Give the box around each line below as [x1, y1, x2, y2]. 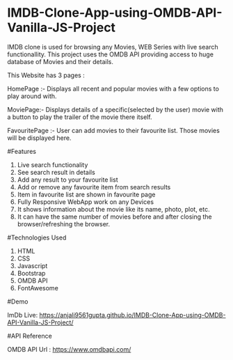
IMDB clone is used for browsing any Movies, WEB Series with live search [7, 42, 218, 51]
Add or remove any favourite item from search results [17, 182, 171, 191]
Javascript [17, 261, 48, 269]
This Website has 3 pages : [7, 71, 85, 79]
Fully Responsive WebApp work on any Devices [17, 197, 154, 206]
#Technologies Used [7, 233, 67, 242]
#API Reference [7, 331, 52, 340]
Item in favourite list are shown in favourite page [17, 190, 156, 198]
